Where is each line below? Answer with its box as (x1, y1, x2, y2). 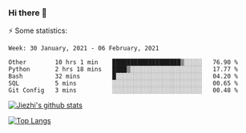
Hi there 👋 (8, 7, 48, 18)
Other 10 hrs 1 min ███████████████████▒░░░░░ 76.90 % (8, 58, 239, 66)
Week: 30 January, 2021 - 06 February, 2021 (8, 44, 159, 53)
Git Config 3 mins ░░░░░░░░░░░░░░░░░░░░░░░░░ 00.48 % (8, 87, 239, 95)
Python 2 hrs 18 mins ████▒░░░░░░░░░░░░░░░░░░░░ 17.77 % (8, 66, 239, 74)
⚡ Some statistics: (8, 26, 68, 35)
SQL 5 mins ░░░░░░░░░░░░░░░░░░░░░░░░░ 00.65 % (8, 79, 239, 87)
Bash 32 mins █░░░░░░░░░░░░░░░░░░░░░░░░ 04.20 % (8, 72, 239, 81)
